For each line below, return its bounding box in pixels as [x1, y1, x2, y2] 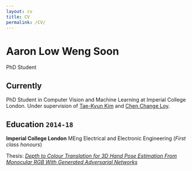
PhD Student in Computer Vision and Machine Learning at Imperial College [6, 96, 186, 103]
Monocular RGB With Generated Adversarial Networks [6, 158, 138, 165]
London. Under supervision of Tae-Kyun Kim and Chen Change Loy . [6, 103, 170, 110]
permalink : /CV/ [6, 19, 46, 25]
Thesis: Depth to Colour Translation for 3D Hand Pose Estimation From [6, 152, 177, 159]
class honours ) [6, 141, 43, 148]
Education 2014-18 [6, 119, 74, 129]
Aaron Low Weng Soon [6, 44, 119, 58]
